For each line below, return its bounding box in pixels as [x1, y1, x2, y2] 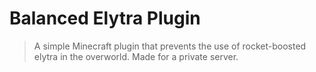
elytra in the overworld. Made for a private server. [33, 50, 239, 62]
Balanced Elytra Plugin [9, 7, 201, 30]
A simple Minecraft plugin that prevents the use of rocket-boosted [33, 40, 307, 52]
